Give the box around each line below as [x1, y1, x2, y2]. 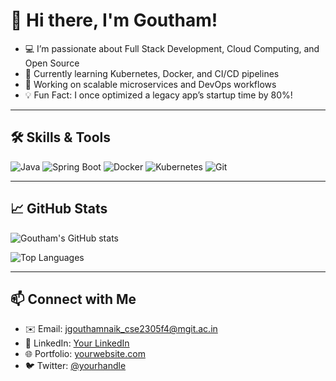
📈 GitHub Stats [10, 200, 108, 218]
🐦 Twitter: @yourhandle [24, 360, 127, 372]
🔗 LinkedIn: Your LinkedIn [24, 337, 130, 349]
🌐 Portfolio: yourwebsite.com [24, 348, 146, 360]
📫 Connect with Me [10, 290, 137, 308]
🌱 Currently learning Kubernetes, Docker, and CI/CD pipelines [24, 67, 280, 79]
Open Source [24, 57, 80, 69]
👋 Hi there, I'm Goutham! [10, 9, 218, 32]
